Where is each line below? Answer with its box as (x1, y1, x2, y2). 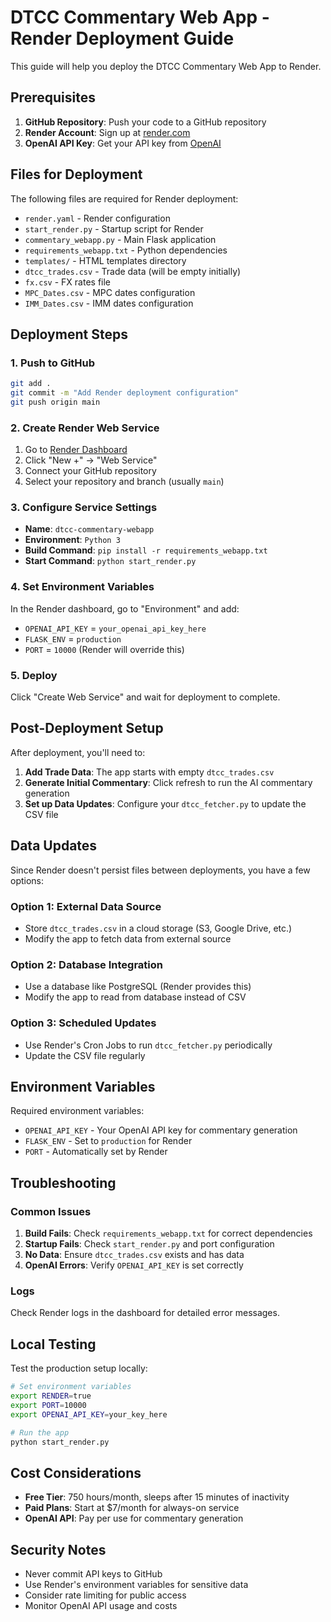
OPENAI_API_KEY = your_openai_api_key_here (24, 622, 207, 634)
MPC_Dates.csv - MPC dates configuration (24, 286, 196, 298)
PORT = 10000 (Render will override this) (24, 643, 185, 655)
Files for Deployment (10, 166, 143, 183)
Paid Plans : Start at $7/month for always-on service (24, 1502, 240, 1514)
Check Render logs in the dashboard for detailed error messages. (10, 1307, 280, 1319)
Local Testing (10, 1336, 97, 1353)
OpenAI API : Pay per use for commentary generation (24, 1512, 244, 1525)
